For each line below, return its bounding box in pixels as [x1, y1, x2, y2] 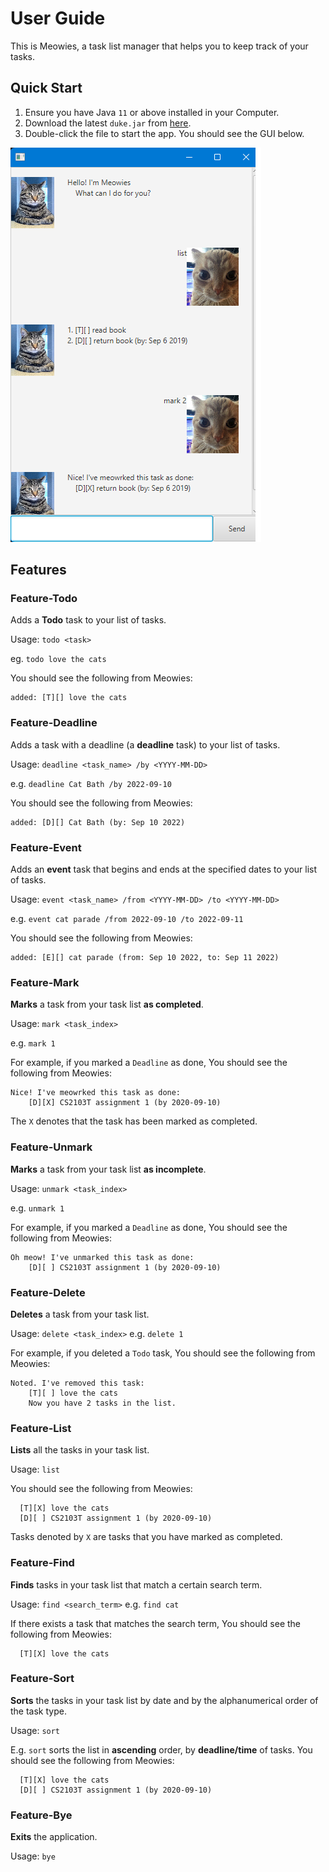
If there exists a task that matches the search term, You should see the [10, 1617, 302, 1629]
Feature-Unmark [10, 1140, 93, 1154]
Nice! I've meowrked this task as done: [10, 1088, 182, 1098]
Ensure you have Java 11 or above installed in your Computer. [24, 106, 280, 118]
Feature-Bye [10, 1808, 73, 1822]
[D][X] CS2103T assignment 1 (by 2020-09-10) [28, 1098, 222, 1108]
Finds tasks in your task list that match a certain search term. [10, 1578, 263, 1591]
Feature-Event [10, 840, 82, 854]
